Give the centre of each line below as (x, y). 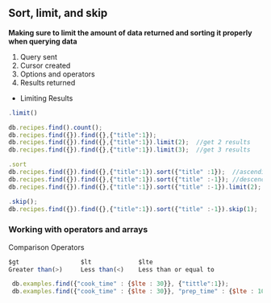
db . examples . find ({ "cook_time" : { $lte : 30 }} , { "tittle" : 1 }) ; (120, 284)
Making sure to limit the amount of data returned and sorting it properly (130, 32)
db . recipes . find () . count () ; (56, 127)
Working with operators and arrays (78, 230)
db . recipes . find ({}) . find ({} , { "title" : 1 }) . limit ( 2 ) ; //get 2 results (129, 143)
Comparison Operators (46, 247)
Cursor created (45, 65)
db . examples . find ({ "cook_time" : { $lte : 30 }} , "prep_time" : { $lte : (133, 292)
